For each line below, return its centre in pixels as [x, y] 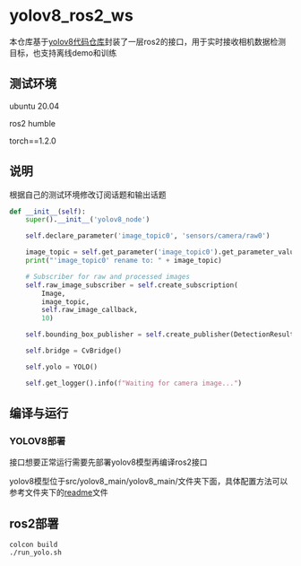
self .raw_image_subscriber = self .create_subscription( [132, 285]
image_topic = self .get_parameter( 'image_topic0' [120, 252]
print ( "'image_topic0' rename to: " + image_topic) [124, 261]
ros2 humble [33, 123]
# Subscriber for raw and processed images [108, 276]
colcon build [34, 545]
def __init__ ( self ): [48, 212]
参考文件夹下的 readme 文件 [59, 492]
